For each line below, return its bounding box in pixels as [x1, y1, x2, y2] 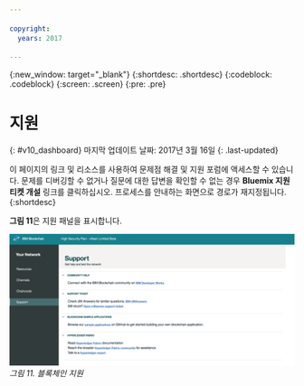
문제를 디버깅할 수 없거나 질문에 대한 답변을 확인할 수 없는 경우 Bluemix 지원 [21, 175, 290, 186]
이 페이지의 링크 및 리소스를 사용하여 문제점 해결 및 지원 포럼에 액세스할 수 [9, 164, 270, 175]
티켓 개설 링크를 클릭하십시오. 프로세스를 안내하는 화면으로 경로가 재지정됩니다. [9, 186, 287, 198]
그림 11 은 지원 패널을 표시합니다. [9, 215, 122, 226]
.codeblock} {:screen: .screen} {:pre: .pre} [9, 79, 166, 89]
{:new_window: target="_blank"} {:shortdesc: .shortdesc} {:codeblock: [9, 69, 273, 80]
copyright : [9, 24, 51, 33]
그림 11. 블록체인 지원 [9, 367, 84, 379]
